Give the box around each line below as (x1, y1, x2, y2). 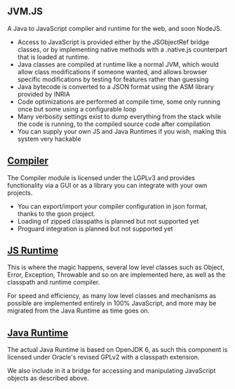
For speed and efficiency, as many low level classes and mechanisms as (7, 292, 216, 300)
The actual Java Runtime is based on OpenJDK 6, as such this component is (7, 346, 228, 354)
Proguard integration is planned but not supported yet (17, 224, 173, 233)
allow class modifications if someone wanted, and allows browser (17, 67, 208, 76)
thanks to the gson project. (17, 210, 96, 218)
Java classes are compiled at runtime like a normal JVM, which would (17, 60, 219, 69)
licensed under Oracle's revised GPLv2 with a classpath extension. (7, 353, 200, 362)
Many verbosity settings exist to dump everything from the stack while (17, 112, 222, 121)
